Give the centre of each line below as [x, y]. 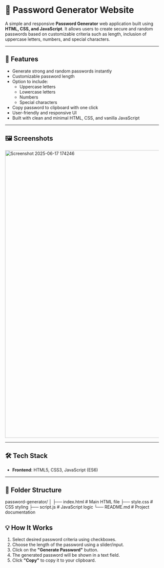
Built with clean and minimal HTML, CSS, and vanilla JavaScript [76, 118]
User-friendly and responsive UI [44, 113]
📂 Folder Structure [33, 490]
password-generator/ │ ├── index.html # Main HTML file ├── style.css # [79, 502]
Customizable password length [43, 76]
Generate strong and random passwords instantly [62, 71]
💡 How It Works [29, 528]
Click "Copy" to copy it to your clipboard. [54, 560]
